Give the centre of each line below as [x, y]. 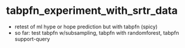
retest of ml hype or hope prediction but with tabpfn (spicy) [86, 27]
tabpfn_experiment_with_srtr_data [92, 11]
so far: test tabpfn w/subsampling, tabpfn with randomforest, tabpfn [97, 32]
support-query [32, 39]
